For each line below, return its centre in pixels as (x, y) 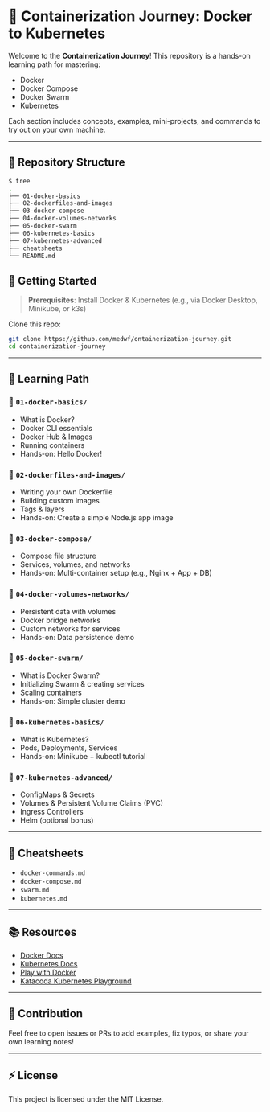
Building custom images (60, 500)
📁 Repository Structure (67, 163)
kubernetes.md (43, 899)
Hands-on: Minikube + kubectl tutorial (83, 757)
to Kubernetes (57, 33)
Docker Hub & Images (56, 437)
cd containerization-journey (57, 347)
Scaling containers (51, 692)
